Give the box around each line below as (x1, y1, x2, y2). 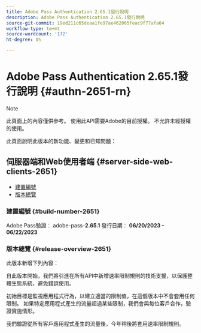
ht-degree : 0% (6, 37, 42, 43)
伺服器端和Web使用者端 (6, 157, 95, 167)
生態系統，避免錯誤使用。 (11, 280, 75, 287)
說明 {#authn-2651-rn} (17, 85, 132, 98)
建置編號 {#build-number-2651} (6, 207, 100, 215)
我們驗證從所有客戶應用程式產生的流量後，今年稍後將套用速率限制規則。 (6, 320, 184, 328)
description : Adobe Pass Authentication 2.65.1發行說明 (6, 14, 145, 20)
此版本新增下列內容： (6, 259, 59, 267)
